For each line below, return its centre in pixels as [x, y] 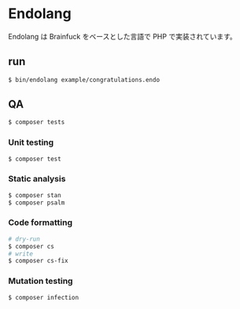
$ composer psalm [37, 202]
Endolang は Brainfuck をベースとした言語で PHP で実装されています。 [123, 36]
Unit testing [31, 142]
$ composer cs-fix [38, 261]
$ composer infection [44, 297]
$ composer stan [35, 195]
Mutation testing [41, 281]
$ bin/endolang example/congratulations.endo [84, 79]
